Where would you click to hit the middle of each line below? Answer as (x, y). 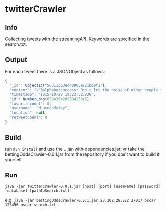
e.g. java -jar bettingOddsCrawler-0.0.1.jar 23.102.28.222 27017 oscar (80, 200)
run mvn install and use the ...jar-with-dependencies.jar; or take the (75, 149)
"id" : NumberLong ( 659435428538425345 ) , (51, 99)
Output (16, 60)
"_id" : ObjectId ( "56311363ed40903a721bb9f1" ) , (58, 85)
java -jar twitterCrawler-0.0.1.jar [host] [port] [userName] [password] (83, 187)
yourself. (14, 160)
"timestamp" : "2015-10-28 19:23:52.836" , (53, 95)
